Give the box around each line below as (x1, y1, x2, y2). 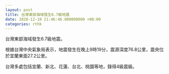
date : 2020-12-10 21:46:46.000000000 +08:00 (5, 17, 101, 22)
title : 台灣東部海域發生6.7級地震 (5, 12, 70, 17)
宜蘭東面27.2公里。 (9, 53, 50, 59)
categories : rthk (5, 21, 42, 27)
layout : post (5, 7, 33, 13)
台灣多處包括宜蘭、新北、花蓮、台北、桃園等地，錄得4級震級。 (5, 63, 138, 69)
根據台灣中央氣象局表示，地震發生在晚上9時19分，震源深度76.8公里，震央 (5, 46, 160, 53)
